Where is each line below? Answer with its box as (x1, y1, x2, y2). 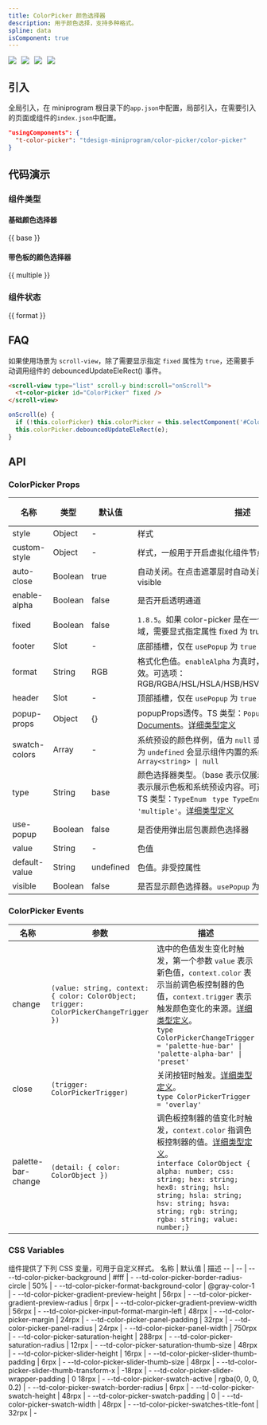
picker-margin (8, 1314, 55, 1324)
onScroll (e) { (8, 411, 56, 419)
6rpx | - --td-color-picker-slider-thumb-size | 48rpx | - (41, 1356, 220, 1367)
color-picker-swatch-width (8, 1399, 97, 1409)
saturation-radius (8, 1340, 65, 1349)
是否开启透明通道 (137, 595, 201, 607)
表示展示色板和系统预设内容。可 (137, 782, 257, 793)
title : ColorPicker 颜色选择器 (8, 11, 106, 20)
